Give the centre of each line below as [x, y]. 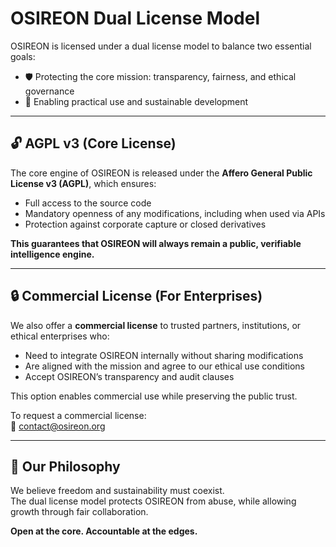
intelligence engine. [52, 254]
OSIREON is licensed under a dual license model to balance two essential [161, 46]
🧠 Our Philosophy [65, 466]
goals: [23, 56]
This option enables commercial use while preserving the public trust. [154, 396]
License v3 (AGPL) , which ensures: [83, 183]
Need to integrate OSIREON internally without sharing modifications [164, 355]
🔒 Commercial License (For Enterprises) [136, 296]
